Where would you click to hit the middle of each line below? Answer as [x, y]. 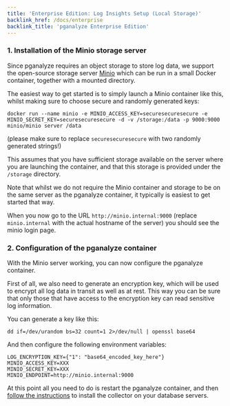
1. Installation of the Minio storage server [77, 50]
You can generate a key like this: [53, 319]
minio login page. [32, 230]
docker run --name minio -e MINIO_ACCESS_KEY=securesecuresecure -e [107, 114]
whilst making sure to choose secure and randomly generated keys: [103, 101]
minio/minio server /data [44, 126]
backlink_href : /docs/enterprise [55, 20]
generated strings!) [34, 146]
